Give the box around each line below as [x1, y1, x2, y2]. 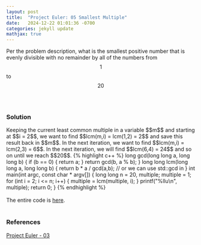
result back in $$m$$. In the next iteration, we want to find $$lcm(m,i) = [6, 139, 185, 147]
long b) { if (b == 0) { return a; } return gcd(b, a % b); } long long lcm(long [6, 159, 188, 166]
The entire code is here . [6, 196, 65, 204]
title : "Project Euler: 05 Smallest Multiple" [6, 14, 128, 20]
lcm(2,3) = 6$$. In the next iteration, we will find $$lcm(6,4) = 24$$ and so [6, 145, 192, 153]
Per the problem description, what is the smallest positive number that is [6, 47, 185, 55]
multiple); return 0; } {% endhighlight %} [6, 184, 106, 191]
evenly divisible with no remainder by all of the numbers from [6, 54, 158, 61]
